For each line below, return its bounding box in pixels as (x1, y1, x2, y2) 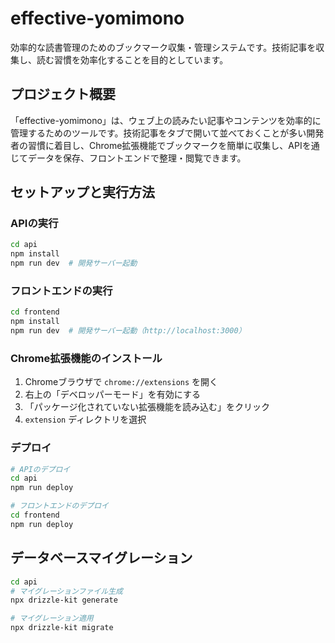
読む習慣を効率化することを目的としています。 (36, 53, 229, 66)
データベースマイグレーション (10, 550, 193, 567)
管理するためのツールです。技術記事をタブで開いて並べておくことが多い (10, 127, 307, 139)
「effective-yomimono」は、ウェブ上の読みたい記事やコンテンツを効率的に (10, 114, 322, 126)
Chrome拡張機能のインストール (10, 351, 163, 365)
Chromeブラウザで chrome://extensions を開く (24, 376, 219, 388)
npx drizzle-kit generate (10, 595, 118, 606)
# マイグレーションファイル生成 (10, 586, 123, 596)
